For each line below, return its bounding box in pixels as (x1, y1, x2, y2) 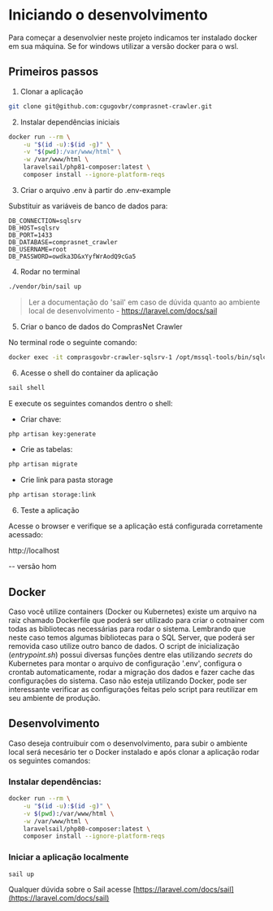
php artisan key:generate (8, 430, 96, 438)
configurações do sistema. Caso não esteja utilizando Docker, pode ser (8, 676, 248, 685)
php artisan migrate (8, 460, 79, 469)
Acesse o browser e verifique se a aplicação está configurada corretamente (8, 521, 263, 531)
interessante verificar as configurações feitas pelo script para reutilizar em (8, 684, 258, 694)
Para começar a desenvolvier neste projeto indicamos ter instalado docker (8, 33, 258, 42)
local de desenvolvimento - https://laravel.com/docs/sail (28, 305, 218, 315)
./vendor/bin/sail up (8, 282, 82, 291)
